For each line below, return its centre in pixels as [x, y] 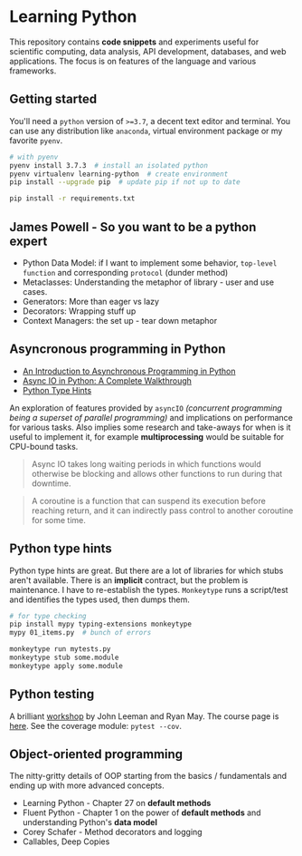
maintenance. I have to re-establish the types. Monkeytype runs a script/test [149, 589]
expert [28, 241]
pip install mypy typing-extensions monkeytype [101, 624]
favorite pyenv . [36, 140]
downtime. [51, 483]
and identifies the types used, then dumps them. [99, 599]
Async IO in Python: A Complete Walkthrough [107, 380]
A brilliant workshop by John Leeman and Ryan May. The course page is [144, 716]
